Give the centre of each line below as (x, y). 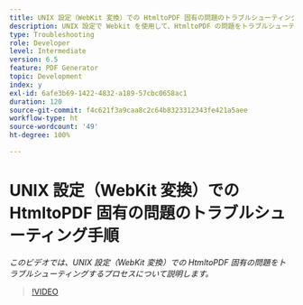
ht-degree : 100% (40, 135)
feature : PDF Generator (54, 69)
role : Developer (40, 43)
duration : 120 (36, 102)
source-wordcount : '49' (54, 127)
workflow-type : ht (44, 118)
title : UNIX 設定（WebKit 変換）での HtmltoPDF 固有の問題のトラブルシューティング (154, 18)
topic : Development (46, 77)
